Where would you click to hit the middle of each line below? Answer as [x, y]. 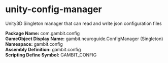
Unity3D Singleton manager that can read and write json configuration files [83, 23]
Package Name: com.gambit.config [43, 33]
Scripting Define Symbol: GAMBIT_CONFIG [51, 55]
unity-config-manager [54, 9]
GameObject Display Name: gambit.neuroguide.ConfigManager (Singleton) [84, 39]
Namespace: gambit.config [34, 44]
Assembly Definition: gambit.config [43, 49]
